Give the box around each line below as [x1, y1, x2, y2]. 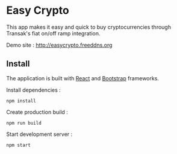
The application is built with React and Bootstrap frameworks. [6, 74, 160, 81]
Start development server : [6, 130, 73, 138]
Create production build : [6, 108, 68, 116]
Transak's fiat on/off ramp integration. [6, 29, 101, 37]
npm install [6, 98, 36, 104]
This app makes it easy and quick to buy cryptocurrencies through [6, 23, 172, 31]
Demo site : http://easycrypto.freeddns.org [6, 41, 113, 49]
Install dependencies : [6, 86, 61, 93]
